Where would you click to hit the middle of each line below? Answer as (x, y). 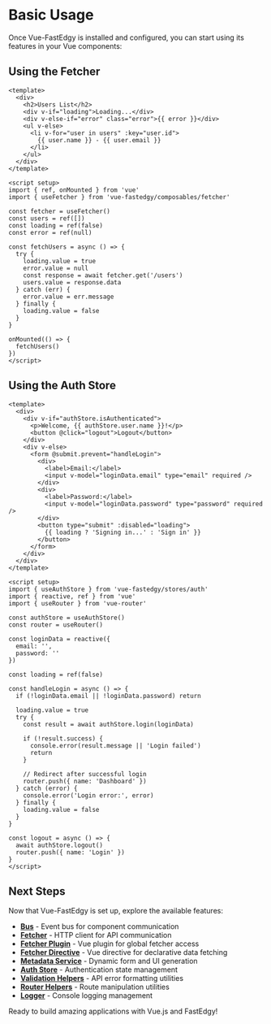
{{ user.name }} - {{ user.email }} (99, 140)
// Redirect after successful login (85, 774)
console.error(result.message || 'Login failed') (115, 745)
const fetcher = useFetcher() (60, 211)
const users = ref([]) (47, 218)
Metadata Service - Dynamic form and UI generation (109, 961)
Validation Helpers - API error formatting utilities (102, 978)
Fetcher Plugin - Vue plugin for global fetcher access (110, 944)
